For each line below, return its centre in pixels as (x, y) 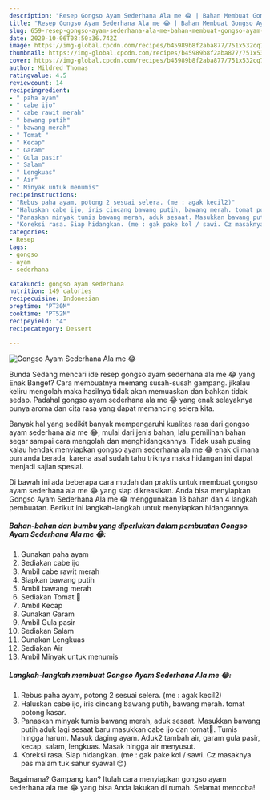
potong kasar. (43, 713)
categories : (29, 232)
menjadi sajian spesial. (46, 466)
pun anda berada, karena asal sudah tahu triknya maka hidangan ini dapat (131, 457)
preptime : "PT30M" (40, 307)
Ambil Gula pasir (48, 623)
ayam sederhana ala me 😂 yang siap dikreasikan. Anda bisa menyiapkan (130, 490)
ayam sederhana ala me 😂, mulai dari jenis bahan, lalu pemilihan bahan (128, 432)
